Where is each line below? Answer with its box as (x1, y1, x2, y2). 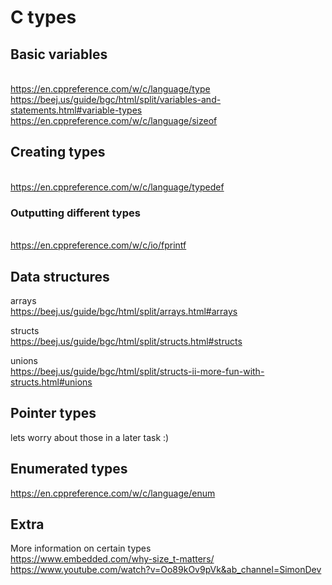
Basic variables (10, 46, 108, 63)
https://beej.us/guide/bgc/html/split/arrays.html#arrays (10, 305, 238, 317)
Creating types (10, 144, 106, 161)
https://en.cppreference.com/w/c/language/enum (10, 487, 216, 499)
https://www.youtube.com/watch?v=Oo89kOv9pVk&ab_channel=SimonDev (10, 564, 322, 576)
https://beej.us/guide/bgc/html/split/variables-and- (10, 94, 222, 105)
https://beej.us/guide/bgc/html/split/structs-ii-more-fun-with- (10, 365, 265, 377)
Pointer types (10, 405, 97, 422)
